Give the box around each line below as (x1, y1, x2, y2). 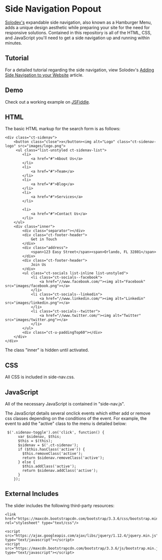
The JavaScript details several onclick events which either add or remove (5, 410, 151, 416)
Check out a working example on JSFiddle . (5, 99, 90, 105)
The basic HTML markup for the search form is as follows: (5, 126, 121, 132)
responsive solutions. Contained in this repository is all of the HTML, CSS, (5, 30, 152, 35)
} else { (17, 460, 36, 465)
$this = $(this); (17, 438, 53, 443)
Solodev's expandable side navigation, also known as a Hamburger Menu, (5, 19, 152, 25)
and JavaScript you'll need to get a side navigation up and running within (5, 35, 150, 41)
